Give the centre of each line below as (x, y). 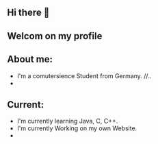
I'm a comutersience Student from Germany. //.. (84, 75)
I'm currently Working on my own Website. (77, 128)
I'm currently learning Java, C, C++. (67, 121)
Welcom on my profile (55, 36)
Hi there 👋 (28, 13)
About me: (30, 59)
